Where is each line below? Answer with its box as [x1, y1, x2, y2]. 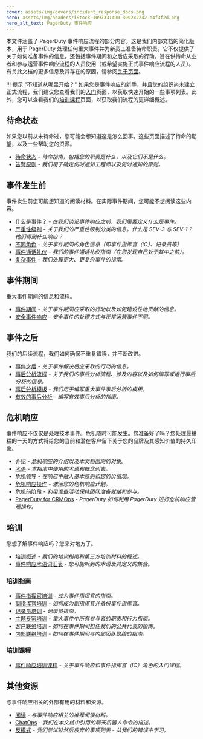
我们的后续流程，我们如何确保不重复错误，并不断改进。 [6, 349, 144, 357]
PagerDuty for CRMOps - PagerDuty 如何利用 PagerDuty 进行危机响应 [14, 496, 190, 503]
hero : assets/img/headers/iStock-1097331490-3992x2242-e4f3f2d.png [6, 15, 180, 21]
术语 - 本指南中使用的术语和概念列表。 [14, 465, 111, 473]
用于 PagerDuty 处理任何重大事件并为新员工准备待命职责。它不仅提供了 [16, 45, 195, 52]
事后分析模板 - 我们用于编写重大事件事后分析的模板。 [14, 385, 148, 393]
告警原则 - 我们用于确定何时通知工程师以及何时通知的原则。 [14, 161, 164, 168]
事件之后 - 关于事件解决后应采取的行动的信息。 [14, 362, 132, 370]
